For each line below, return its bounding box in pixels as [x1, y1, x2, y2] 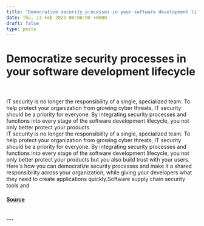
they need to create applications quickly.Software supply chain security [6, 176, 186, 183]
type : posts [6, 26, 36, 32]
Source [6, 196, 25, 203]
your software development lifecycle [6, 65, 195, 79]
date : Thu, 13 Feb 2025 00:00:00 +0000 [6, 15, 107, 21]
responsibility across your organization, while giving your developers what [6, 169, 192, 176]
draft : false [6, 20, 39, 26]
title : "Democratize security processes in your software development [6, 9, 189, 15]
